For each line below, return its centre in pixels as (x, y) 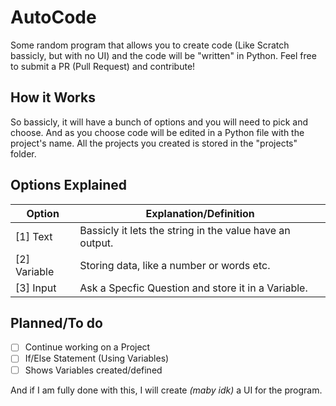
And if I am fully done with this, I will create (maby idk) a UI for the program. (166, 390)
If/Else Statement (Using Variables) (97, 358)
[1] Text (34, 236)
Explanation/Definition (200, 213)
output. (96, 243)
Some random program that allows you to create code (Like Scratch (150, 45)
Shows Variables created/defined (93, 370)
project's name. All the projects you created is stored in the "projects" (154, 143)
